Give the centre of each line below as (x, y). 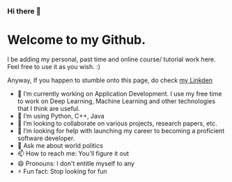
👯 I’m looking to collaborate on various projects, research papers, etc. (117, 123)
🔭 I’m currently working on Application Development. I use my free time (119, 93)
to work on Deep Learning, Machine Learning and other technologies (116, 101)
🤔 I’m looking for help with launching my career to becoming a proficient (121, 130)
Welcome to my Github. (77, 40)
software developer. (46, 138)
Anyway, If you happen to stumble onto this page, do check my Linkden (110, 80)
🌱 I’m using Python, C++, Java (61, 116)
